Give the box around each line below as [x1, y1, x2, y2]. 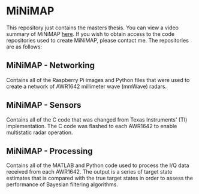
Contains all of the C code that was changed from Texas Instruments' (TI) [6, 116, 188, 123]
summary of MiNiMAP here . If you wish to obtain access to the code [6, 30, 175, 37]
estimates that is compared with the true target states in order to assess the [6, 175, 194, 182]
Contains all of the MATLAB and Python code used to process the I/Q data [6, 162, 189, 169]
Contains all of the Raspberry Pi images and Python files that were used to [6, 76, 190, 83]
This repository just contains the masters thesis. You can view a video [6, 24, 179, 31]
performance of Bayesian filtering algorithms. [6, 181, 119, 188]
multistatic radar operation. [6, 129, 73, 136]
